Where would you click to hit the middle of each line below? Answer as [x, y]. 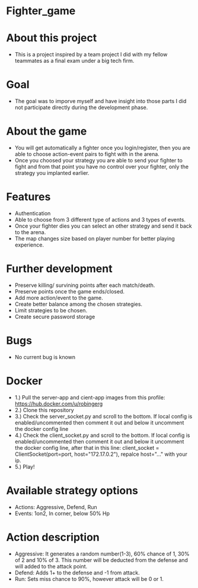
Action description [53, 537]
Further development [59, 269]
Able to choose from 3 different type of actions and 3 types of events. [100, 219]
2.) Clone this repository [44, 410]
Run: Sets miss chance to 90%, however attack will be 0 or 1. [89, 579]
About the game [47, 131]
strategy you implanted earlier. [52, 173]
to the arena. [30, 232]
